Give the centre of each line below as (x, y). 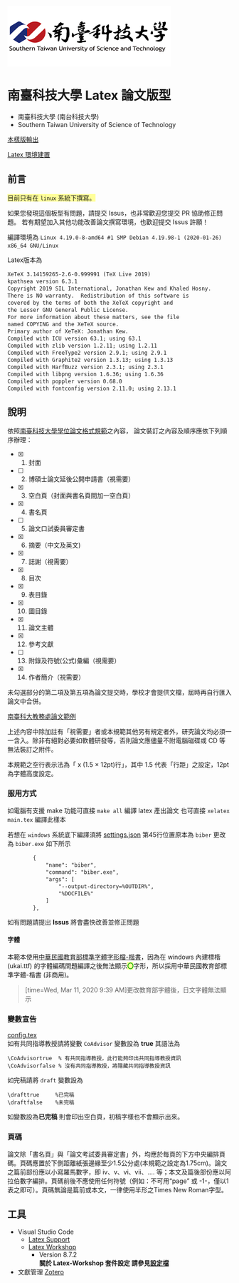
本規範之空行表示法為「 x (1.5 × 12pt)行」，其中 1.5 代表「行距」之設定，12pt (118, 764)
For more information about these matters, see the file (94, 317)
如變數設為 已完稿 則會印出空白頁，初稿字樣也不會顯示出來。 (95, 1117)
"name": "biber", (71, 865)
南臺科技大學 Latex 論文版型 (89, 96)
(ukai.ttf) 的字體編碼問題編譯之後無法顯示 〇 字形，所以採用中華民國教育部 (114, 966)
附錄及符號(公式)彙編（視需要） (74, 660)
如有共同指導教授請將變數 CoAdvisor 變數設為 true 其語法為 (94, 1044)
